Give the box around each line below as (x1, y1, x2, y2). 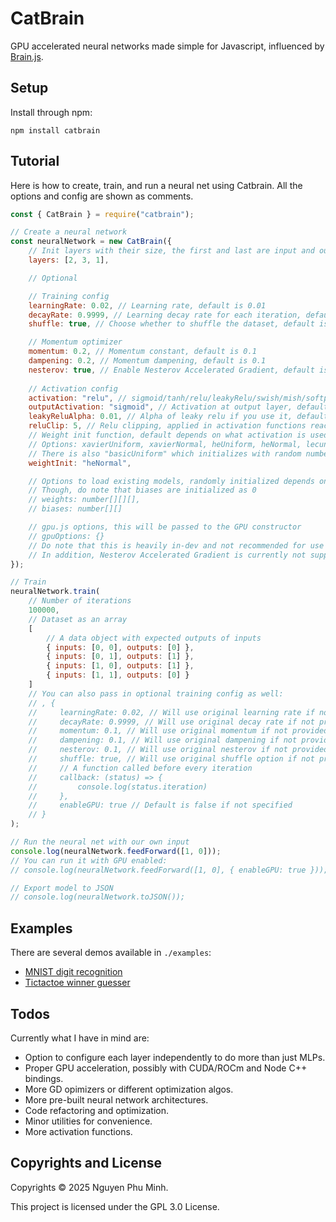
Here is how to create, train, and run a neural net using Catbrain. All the (10, 179, 303, 191)
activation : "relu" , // (28, 393, 128, 403)
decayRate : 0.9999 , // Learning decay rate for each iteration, (28, 310, 302, 320)
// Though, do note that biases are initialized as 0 (28, 485, 257, 496)
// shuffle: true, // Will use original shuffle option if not (28, 754, 315, 764)
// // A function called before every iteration (28, 763, 253, 773)
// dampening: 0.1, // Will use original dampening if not (28, 735, 298, 746)
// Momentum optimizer (28, 337, 123, 347)
